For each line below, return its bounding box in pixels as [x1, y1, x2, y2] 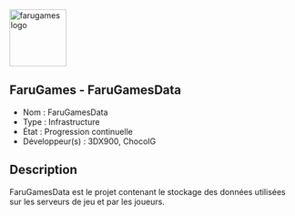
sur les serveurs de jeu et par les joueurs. [9, 196, 166, 207]
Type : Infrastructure [22, 116, 100, 127]
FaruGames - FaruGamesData [9, 82, 182, 98]
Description [9, 162, 77, 178]
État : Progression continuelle [22, 126, 134, 137]
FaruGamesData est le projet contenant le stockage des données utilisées [9, 186, 286, 197]
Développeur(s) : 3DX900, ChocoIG [22, 136, 157, 147]
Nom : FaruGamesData [22, 107, 108, 118]
